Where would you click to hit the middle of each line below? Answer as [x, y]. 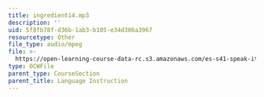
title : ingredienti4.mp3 [49, 15]
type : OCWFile [31, 66]
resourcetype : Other [42, 37]
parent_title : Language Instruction [68, 81]
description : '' [35, 23]
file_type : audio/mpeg [45, 45]
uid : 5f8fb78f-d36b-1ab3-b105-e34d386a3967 [81, 30]
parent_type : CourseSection [54, 74]
